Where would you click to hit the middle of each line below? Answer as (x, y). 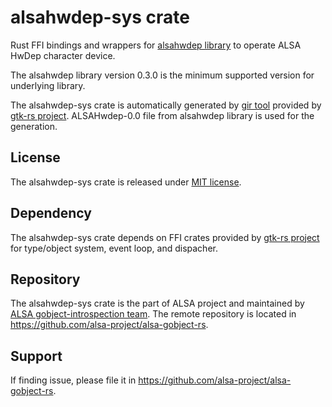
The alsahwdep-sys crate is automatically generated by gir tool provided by (166, 105)
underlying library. (48, 85)
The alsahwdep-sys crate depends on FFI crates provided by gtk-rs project (165, 237)
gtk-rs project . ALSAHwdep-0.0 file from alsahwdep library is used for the (162, 115)
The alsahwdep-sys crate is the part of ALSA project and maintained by (157, 303)
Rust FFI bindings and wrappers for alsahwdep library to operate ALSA (156, 45)
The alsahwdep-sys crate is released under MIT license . (126, 182)
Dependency (51, 213)
